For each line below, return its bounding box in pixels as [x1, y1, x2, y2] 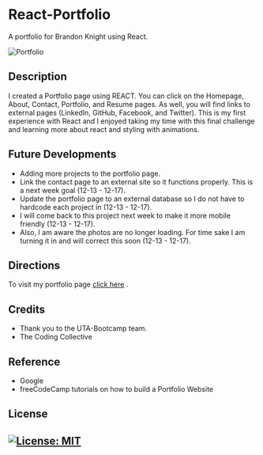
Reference [8, 355, 61, 369]
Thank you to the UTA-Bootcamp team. [19, 324, 148, 333]
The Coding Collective [19, 332, 92, 342]
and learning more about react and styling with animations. [8, 124, 200, 134]
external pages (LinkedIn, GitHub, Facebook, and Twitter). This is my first [8, 108, 246, 117]
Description [8, 70, 67, 84]
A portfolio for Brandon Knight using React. [8, 32, 148, 41]
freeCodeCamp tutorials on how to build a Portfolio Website [19, 385, 214, 393]
